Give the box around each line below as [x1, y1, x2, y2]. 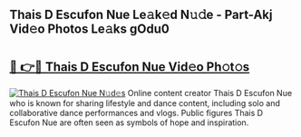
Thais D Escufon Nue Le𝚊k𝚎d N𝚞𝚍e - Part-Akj [9, 7, 273, 23]
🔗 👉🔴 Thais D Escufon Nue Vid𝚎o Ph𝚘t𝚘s [9, 59, 250, 74]
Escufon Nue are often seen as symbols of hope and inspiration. [9, 117, 249, 128]
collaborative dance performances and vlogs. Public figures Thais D [9, 108, 264, 118]
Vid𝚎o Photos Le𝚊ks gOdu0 [9, 22, 170, 37]
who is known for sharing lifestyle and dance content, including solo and [9, 98, 281, 108]
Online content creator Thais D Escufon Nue [127, 88, 293, 98]
